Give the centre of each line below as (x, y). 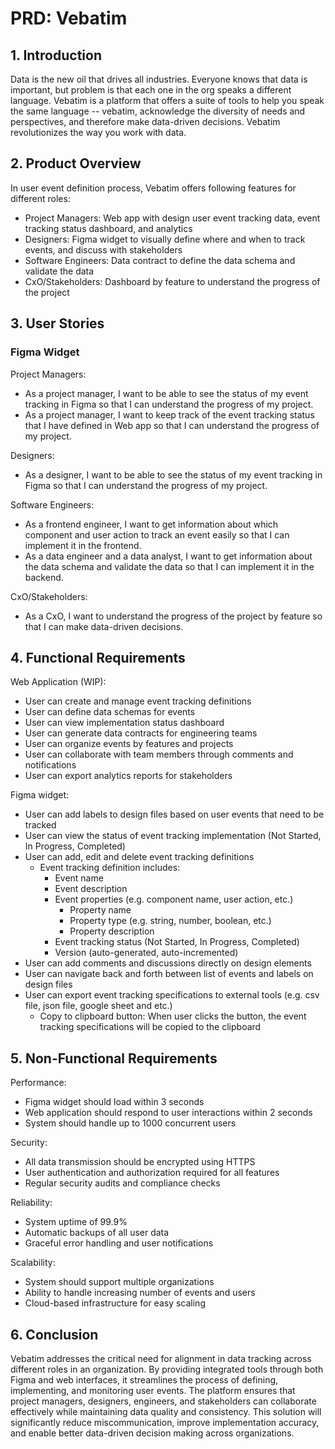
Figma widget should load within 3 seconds (114, 1102)
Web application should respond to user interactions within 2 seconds (168, 1113)
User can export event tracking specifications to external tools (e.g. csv (172, 995)
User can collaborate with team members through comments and (159, 754)
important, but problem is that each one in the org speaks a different (151, 90)
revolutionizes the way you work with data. (98, 132)
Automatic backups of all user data (97, 1233)
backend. (44, 577)
